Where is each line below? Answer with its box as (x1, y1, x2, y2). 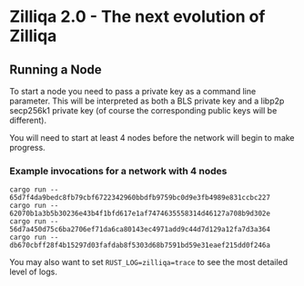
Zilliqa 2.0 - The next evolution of (9, 6, 266, 27)
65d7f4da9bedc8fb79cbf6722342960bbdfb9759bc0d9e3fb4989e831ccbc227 (9, 193, 271, 202)
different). (9, 115, 47, 125)
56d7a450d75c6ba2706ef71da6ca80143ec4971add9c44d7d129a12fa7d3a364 (9, 225, 271, 234)
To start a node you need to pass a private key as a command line (9, 86, 257, 96)
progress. (9, 143, 46, 153)
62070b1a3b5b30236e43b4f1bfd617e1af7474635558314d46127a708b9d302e (9, 209, 271, 219)
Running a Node (9, 62, 102, 77)
